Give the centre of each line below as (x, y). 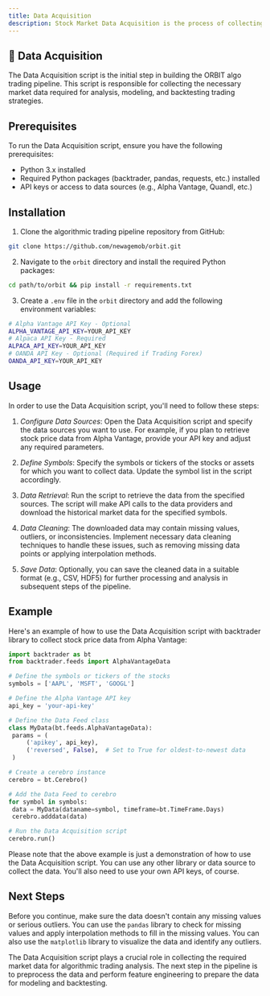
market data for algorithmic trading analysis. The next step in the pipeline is (133, 965)
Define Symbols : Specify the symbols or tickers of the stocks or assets (137, 462)
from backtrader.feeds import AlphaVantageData (90, 662)
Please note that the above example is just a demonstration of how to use (130, 854)
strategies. (26, 101)
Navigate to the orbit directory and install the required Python (123, 262)
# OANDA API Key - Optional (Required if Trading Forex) (106, 354)
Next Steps (37, 897)
